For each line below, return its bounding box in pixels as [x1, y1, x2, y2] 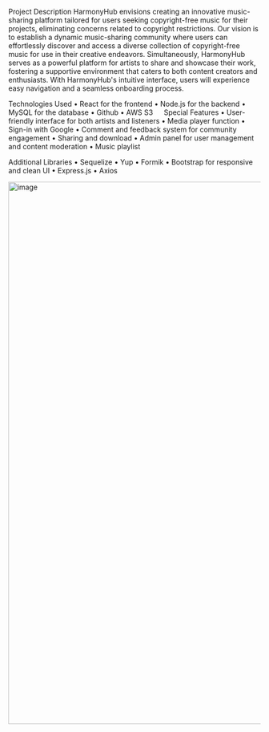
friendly [8, 116, 34, 125]
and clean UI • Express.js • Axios [8, 166, 118, 175]
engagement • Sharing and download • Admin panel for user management [8, 133, 255, 143]
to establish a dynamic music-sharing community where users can [8, 32, 228, 42]
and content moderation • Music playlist [8, 142, 141, 151]
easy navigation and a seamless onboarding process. [8, 83, 184, 93]
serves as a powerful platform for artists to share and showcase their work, [8, 58, 256, 67]
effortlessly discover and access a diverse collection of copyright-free [8, 41, 240, 51]
